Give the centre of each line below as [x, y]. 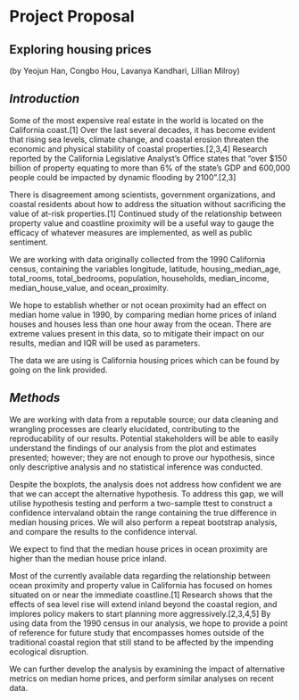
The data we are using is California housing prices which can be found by [145, 360]
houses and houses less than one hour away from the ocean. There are [141, 324]
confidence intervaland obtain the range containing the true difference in [143, 512]
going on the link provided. [58, 370]
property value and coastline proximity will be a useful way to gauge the [142, 223]
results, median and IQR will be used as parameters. [105, 343]
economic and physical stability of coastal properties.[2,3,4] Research [138, 148]
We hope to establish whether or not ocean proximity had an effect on [138, 304]
